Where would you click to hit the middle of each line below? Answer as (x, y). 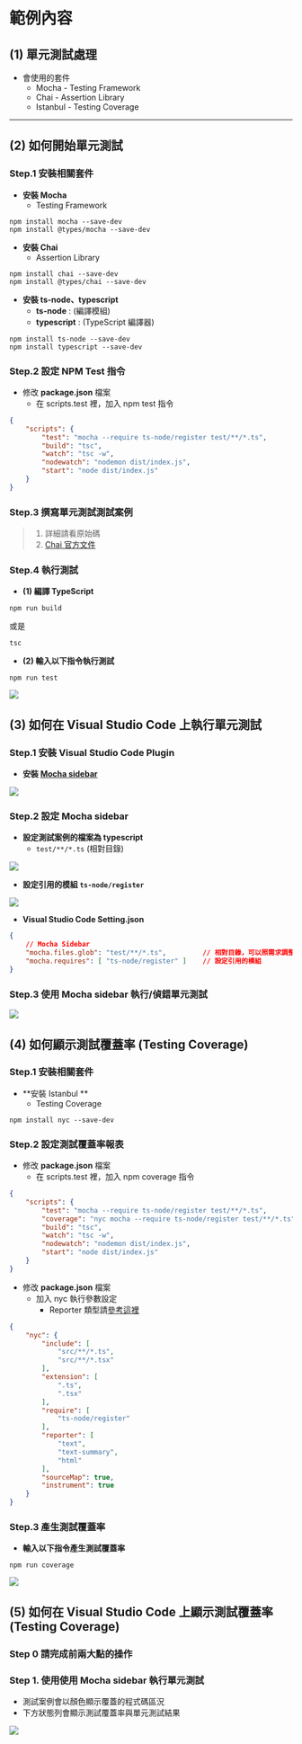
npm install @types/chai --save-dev (78, 281)
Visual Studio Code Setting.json (83, 920)
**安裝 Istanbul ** (55, 1093)
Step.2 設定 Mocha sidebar (69, 816)
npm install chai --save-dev (64, 274)
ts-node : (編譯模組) (73, 310)
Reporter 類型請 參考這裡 (94, 1310)
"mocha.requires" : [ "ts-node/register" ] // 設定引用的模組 (144, 961)
